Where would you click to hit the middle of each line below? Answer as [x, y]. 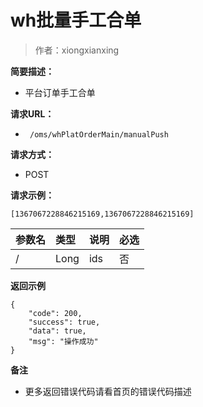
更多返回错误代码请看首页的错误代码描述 [108, 391]
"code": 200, [55, 313]
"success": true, [64, 322]
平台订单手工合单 [60, 92]
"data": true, [57, 331]
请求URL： [32, 113]
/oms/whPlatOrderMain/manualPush [99, 134]
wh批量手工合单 [76, 20]
